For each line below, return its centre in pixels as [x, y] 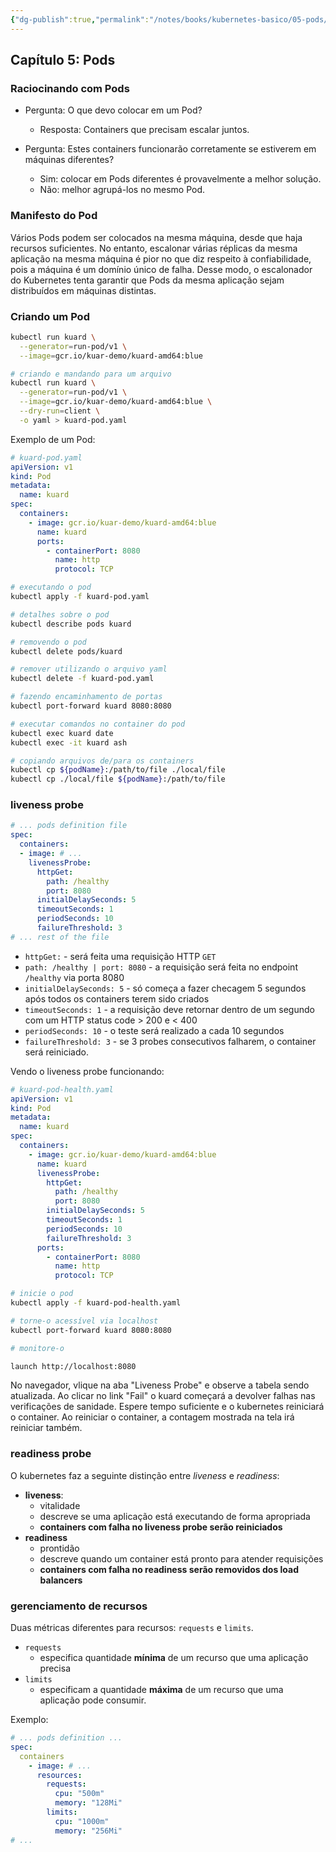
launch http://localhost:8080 [73, 1366]
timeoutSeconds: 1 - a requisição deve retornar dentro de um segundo [169, 1009]
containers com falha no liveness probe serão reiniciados [161, 1527]
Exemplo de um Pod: [53, 439]
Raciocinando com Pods [70, 88]
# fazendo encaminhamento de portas [86, 697]
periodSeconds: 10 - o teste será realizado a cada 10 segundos [154, 1030]
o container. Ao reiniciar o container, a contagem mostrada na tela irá [152, 1417]
